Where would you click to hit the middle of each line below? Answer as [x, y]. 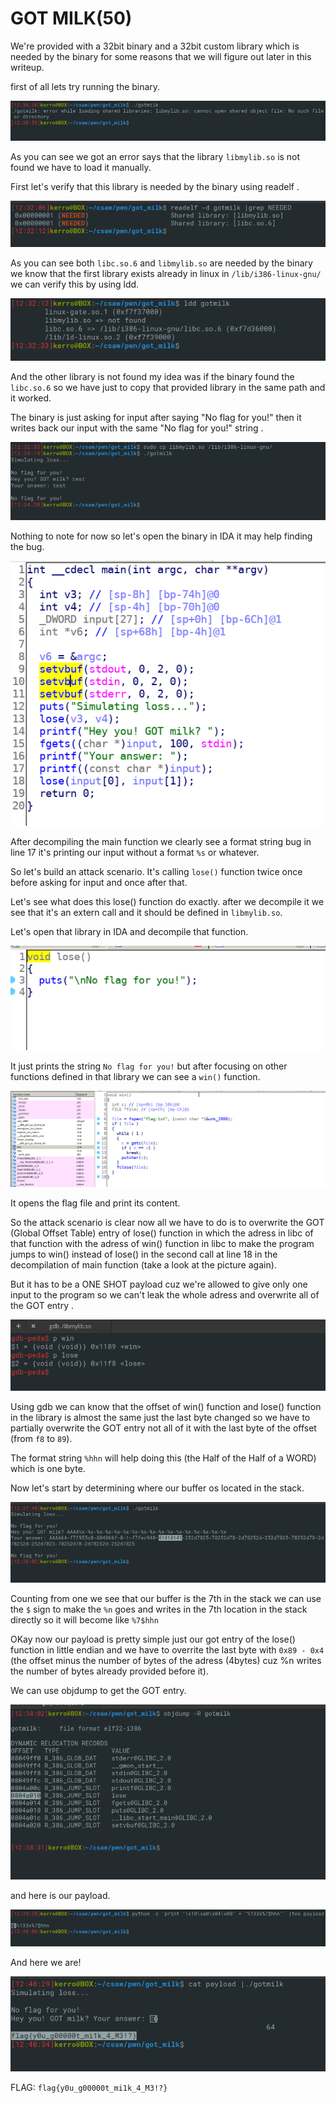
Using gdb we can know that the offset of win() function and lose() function [166, 1406]
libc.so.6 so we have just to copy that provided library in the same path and [168, 387]
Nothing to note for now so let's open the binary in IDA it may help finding [161, 536]
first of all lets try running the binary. [85, 86]
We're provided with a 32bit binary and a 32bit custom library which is [155, 46]
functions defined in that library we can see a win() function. [135, 1077]
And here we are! [46, 1962]
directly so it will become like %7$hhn [84, 1619]
